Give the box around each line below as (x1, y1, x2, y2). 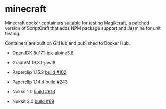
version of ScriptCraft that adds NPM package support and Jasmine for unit (5, 25, 161, 31)
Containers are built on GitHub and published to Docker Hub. (5, 40, 130, 46)
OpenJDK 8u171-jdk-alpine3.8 (12, 50, 74, 56)
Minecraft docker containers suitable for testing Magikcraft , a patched (5, 20, 149, 26)
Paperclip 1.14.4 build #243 (12, 79, 68, 85)
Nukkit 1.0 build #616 (12, 88, 56, 94)
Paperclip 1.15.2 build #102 (12, 69, 67, 75)
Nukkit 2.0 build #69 (12, 98, 55, 104)
